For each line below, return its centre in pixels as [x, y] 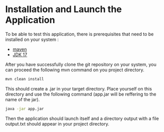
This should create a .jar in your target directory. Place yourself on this [79, 89]
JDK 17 [20, 55]
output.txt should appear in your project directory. [57, 124]
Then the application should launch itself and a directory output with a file [82, 118]
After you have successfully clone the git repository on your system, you [81, 64]
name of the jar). [23, 99]
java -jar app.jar [25, 109]
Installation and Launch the [64, 9]
